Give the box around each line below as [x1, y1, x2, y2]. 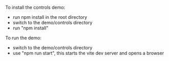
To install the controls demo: [5, 5, 66, 10]
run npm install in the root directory [12, 14, 88, 20]
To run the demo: [5, 35, 42, 41]
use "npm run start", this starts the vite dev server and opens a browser [12, 50, 164, 56]
